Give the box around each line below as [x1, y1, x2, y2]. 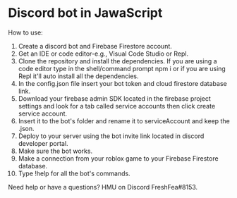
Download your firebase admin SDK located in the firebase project [18, 94, 211, 103]
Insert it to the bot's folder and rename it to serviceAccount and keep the [18, 116, 230, 125]
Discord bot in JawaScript [8, 5, 163, 21]
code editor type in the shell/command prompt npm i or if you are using [18, 64, 226, 73]
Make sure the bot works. [18, 147, 93, 155]
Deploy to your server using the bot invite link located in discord [18, 132, 205, 140]
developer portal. [18, 139, 69, 147]
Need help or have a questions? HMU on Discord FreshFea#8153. [8, 182, 198, 191]
